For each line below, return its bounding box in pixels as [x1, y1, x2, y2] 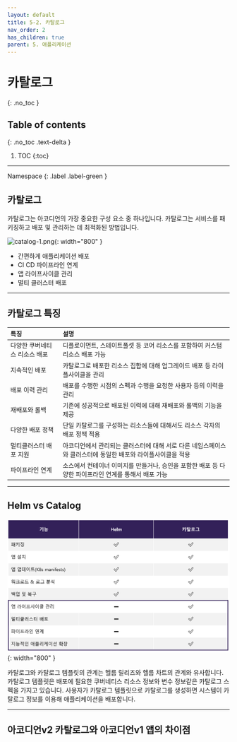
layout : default [7, 11, 55, 18]
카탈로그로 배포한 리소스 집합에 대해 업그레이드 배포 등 [62, 361, 211, 370]
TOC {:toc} [17, 151, 49, 160]
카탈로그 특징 [7, 307, 61, 319]
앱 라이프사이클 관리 [17, 269, 73, 278]
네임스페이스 [191, 441, 226, 449]
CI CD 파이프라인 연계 [17, 260, 79, 269]
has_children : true [7, 34, 65, 41]
